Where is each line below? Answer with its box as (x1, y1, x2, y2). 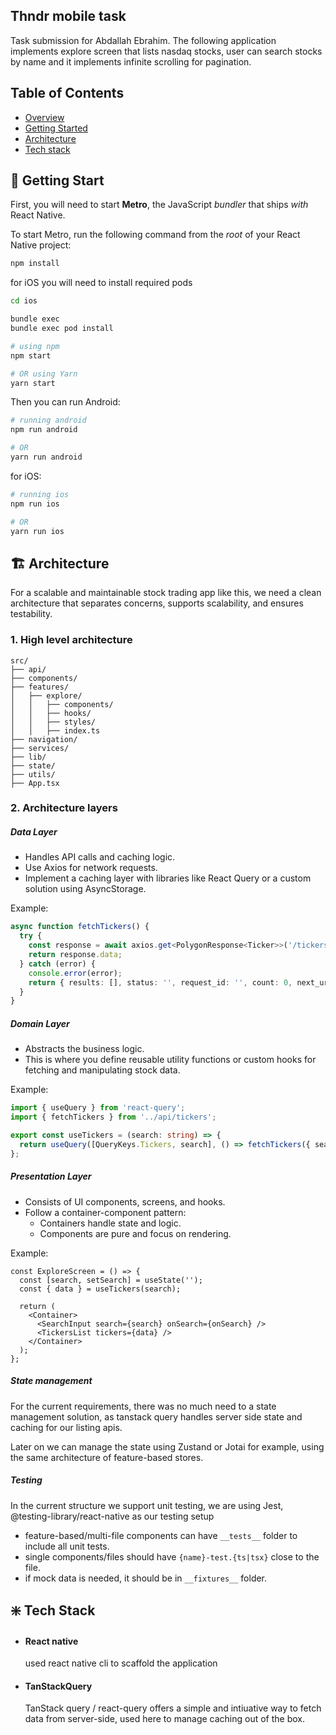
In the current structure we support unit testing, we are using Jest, (10, 1499, 284, 1511)
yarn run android (10, 452, 83, 463)
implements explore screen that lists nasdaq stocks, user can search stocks (10, 45, 323, 57)
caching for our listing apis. (10, 1421, 123, 1433)
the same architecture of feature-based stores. (10, 1451, 204, 1463)
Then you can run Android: (10, 396, 121, 408)
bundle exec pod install (10, 324, 114, 334)
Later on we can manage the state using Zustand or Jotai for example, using (10, 1440, 325, 1453)
